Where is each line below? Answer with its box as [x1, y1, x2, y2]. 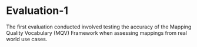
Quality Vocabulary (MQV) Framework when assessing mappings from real [6, 29, 187, 36]
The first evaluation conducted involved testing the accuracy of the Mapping [6, 23, 192, 30]
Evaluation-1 [6, 4, 69, 17]
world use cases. [6, 35, 48, 42]
